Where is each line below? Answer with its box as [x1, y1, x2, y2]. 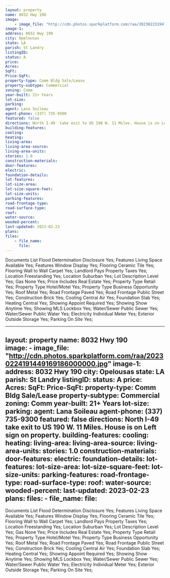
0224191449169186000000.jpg [5, 359, 108, 368]
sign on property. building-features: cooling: [5, 430, 149, 439]
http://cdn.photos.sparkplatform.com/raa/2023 [9, 351, 164, 360]
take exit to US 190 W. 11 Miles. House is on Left [5, 423, 157, 431]
